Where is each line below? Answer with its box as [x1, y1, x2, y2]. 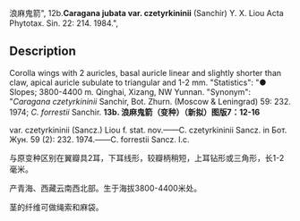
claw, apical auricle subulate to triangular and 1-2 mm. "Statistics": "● [9, 77, 267, 88]
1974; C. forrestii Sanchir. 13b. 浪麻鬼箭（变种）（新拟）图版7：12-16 [9, 106, 261, 117]
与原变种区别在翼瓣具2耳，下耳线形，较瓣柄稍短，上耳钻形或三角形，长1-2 [9, 152, 285, 163]
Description [9, 44, 76, 59]
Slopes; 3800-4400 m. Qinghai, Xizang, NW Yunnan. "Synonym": [9, 86, 252, 97]
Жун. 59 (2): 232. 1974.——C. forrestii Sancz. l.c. [9, 133, 190, 145]
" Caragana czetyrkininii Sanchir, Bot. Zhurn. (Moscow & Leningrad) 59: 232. [9, 96, 291, 106]
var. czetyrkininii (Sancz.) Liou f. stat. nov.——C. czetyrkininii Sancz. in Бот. [9, 124, 287, 135]
